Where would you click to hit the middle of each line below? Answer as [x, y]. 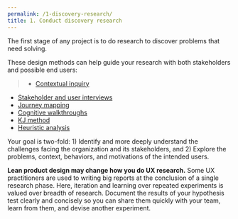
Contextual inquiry [63, 83]
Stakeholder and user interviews [65, 97]
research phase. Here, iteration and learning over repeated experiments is [115, 185]
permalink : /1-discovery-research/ [60, 14]
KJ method [34, 120]
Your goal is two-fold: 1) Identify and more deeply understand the [103, 141]
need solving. [27, 48]
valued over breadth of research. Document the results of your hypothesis [116, 193]
